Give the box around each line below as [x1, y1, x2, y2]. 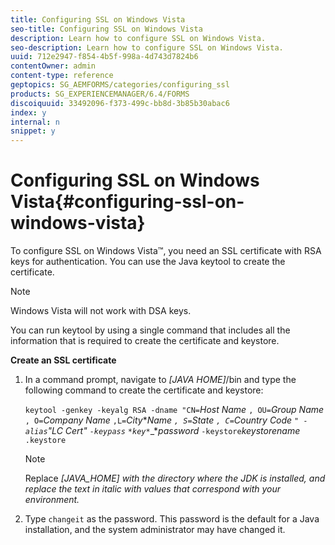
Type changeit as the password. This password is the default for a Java [24, 513, 320, 525]
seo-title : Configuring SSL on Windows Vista [10, 24, 203, 34]
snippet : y [10, 126, 56, 136]
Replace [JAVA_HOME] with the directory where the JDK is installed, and [24, 472, 326, 485]
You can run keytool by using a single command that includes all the [10, 324, 291, 336]
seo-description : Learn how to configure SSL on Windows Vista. [10, 42, 284, 53]
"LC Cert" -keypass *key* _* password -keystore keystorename [47, 425, 301, 437]
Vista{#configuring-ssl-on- [10, 191, 245, 213]
